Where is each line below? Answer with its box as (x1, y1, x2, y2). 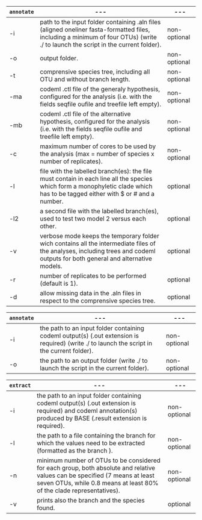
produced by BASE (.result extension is (37, 414, 147, 422)
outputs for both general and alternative (40, 254, 152, 263)
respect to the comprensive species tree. (40, 296, 156, 305)
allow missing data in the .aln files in (40, 289, 141, 297)
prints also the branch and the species (37, 497, 145, 504)
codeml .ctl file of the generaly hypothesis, (40, 85, 161, 93)
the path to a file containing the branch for (37, 431, 156, 439)
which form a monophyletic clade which (40, 182, 153, 190)
